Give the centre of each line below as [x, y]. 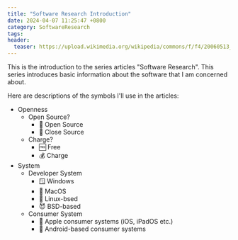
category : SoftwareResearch [49, 27]
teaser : [25, 47]
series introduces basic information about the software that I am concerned [118, 74]
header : [19, 40]
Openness [33, 109]
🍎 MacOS [52, 191]
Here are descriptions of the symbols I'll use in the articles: [93, 96]
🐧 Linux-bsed [58, 199]
